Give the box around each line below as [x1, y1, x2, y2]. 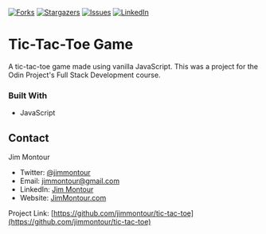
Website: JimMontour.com [19, 193, 107, 203]
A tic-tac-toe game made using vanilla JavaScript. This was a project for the [8, 61, 259, 71]
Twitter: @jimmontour [19, 168, 92, 177]
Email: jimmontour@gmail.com [19, 176, 120, 186]
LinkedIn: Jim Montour [19, 185, 94, 194]
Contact [8, 131, 49, 145]
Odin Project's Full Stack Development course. [8, 70, 161, 80]
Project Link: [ [8, 209, 54, 218]
